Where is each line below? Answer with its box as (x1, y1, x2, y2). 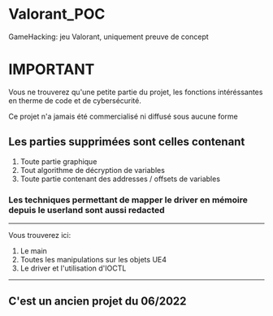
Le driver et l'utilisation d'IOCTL (19, 263, 127, 273)
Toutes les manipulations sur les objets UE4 (19, 254, 167, 264)
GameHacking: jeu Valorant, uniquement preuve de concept (8, 32, 209, 41)
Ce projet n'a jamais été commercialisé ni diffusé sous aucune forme (8, 111, 238, 121)
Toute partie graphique (19, 156, 97, 167)
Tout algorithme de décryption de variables (19, 165, 165, 175)
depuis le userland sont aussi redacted (8, 204, 165, 215)
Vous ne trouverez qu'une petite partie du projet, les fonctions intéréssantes (8, 87, 263, 97)
